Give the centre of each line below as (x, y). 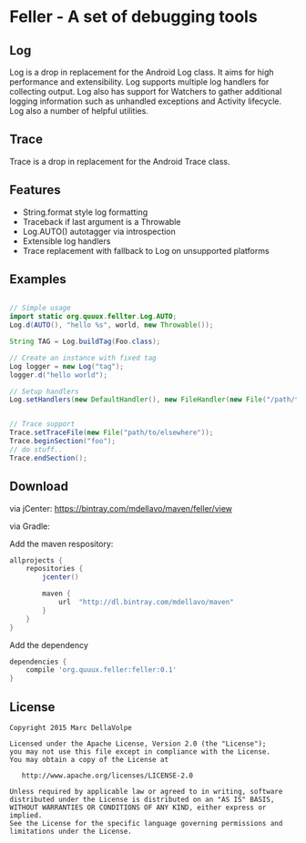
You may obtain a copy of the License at (89, 759)
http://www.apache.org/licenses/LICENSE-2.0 (107, 776)
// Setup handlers (44, 391)
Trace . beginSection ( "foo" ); (63, 442)
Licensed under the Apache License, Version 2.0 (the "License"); (138, 744)
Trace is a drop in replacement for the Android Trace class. (120, 161)
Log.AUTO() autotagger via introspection (99, 231)
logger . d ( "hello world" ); (58, 375)
